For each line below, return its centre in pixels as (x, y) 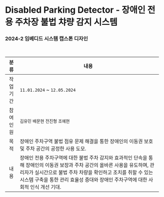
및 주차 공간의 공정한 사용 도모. (53, 149)
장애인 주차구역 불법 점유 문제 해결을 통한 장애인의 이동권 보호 (86, 141)
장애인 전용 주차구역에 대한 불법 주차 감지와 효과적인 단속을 (83, 158)
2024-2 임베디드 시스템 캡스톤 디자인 (47, 39)
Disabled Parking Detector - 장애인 (75, 10)
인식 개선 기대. (46, 187)
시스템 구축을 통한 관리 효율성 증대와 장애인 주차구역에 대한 (83, 180)
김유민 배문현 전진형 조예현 (45, 121)
